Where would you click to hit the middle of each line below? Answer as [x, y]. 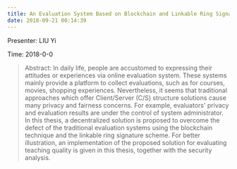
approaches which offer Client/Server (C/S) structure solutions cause [126, 98]
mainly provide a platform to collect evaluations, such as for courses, [125, 82]
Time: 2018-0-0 [30, 54]
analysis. [37, 157]
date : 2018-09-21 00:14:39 [47, 20]
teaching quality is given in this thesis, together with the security [118, 150]
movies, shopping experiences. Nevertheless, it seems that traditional [126, 90]
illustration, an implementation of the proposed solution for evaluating [126, 142]
